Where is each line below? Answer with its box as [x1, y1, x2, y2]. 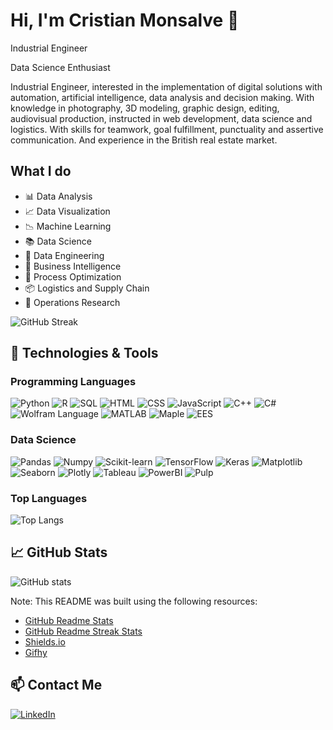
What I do [10, 163, 72, 180]
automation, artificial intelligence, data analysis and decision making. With [10, 91, 315, 103]
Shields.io [24, 635, 66, 648]
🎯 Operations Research [24, 296, 121, 308]
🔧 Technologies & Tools [10, 345, 159, 362]
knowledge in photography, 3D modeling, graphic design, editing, [10, 102, 280, 114]
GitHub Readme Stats [24, 614, 114, 626]
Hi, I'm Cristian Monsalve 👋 [10, 9, 240, 32]
